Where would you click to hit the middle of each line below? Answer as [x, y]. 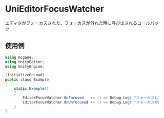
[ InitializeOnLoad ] [25, 75]
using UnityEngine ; [25, 67]
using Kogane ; [20, 57]
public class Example [27, 80]
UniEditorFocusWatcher [54, 9]
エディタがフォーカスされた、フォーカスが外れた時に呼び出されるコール [78, 23]
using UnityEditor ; [25, 62]
